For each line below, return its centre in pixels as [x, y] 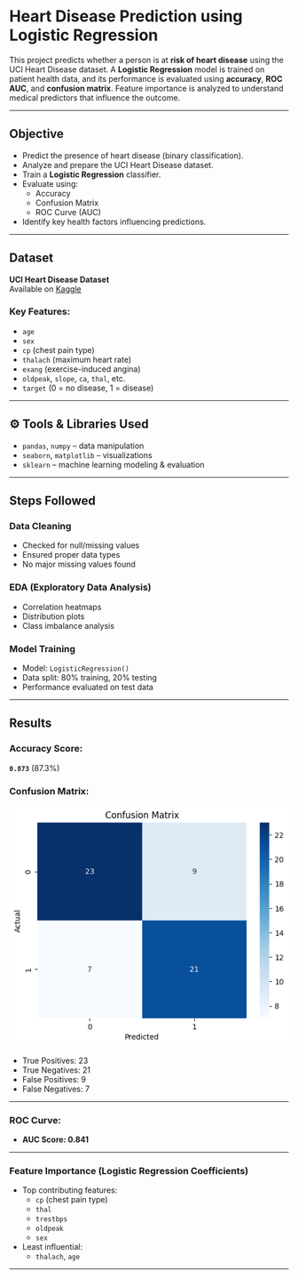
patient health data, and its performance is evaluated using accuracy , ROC [146, 78]
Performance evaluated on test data [87, 687]
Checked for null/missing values [81, 545]
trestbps [51, 1219]
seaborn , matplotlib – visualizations [87, 454]
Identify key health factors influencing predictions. [114, 221]
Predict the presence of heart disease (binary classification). [133, 155]
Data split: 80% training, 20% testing [90, 677]
